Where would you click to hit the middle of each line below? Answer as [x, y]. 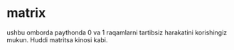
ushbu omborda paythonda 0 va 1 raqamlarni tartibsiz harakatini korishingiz [117, 32]
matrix [26, 13]
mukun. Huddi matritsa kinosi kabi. [57, 39]
